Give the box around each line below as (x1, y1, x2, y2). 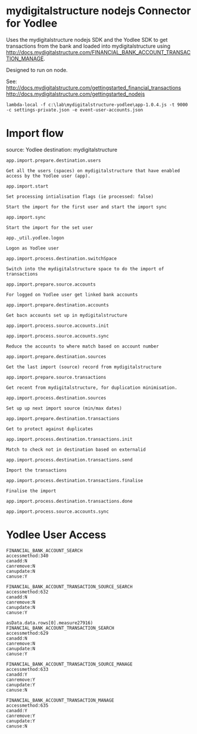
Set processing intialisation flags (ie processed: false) (6, 194, 154, 199)
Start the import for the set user (6, 224, 94, 231)
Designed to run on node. (6, 66, 68, 73)
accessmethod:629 (6, 630, 49, 636)
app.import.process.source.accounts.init (6, 323, 109, 329)
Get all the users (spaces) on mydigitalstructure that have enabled (6, 168, 181, 173)
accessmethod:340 (6, 553, 49, 559)
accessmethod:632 (6, 589, 49, 595)
